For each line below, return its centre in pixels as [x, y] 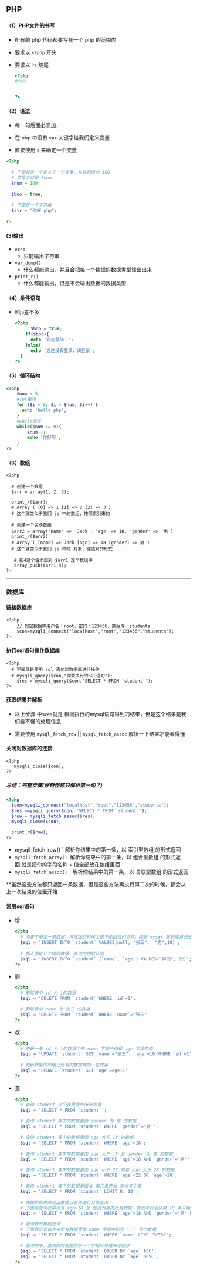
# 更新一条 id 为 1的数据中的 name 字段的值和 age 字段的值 [87, 1049]
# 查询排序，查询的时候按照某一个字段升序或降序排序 [75, 1245]
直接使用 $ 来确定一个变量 [46, 150]
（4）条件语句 [23, 298]
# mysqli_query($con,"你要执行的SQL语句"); [62, 676]
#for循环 [26, 400]
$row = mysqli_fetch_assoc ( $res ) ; [53, 816]
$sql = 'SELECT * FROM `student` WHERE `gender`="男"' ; [89, 1126]
